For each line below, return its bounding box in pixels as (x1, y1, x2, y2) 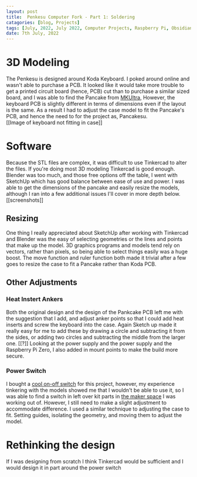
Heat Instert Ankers (6, 295, 63, 303)
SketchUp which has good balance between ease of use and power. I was (6, 178, 185, 185)
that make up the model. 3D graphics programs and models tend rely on (6, 242, 180, 249)
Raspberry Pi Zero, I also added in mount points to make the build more (6, 346, 178, 353)
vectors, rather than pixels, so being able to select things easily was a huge (6, 248, 188, 255)
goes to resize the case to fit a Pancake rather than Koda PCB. (6, 260, 157, 268)
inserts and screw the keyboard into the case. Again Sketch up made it (6, 321, 177, 328)
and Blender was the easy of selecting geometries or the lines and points (6, 235, 183, 242)
